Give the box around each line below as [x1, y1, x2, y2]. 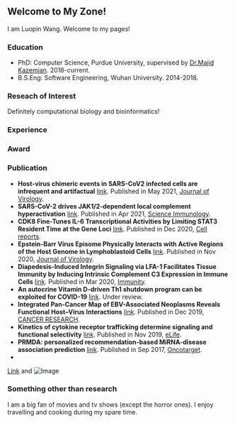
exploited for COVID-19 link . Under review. [17, 292, 143, 301]
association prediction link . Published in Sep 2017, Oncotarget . [17, 345, 202, 353]
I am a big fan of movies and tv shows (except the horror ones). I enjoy [7, 400, 214, 409]
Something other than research [7, 384, 117, 394]
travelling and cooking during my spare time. [7, 407, 138, 416]
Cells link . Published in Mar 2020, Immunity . [17, 277, 147, 286]
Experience [7, 125, 47, 135]
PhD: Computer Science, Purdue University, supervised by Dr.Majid [17, 58, 214, 67]
